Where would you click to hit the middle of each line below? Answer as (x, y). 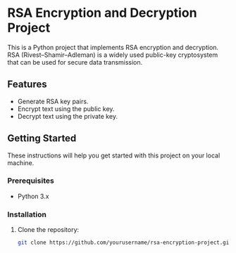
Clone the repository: (48, 230)
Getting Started (42, 138)
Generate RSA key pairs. (53, 101)
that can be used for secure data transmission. (75, 62)
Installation (27, 214)
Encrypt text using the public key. (66, 109)
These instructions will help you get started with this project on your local (114, 155)
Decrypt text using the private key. (68, 116)
